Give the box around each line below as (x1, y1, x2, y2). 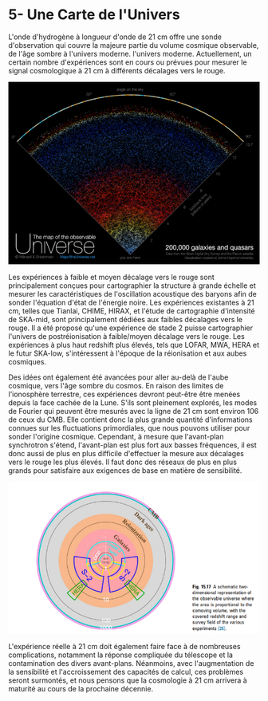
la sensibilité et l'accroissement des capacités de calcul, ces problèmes (8, 668, 244, 677)
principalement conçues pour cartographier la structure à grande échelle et (8, 281, 257, 290)
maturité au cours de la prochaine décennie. (8, 684, 154, 694)
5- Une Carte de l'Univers (8, 6, 181, 24)
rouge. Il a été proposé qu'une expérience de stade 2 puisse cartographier (8, 323, 254, 333)
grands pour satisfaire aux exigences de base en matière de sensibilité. (8, 466, 242, 475)
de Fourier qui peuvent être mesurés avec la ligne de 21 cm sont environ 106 (8, 407, 259, 416)
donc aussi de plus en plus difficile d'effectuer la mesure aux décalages (8, 449, 245, 459)
